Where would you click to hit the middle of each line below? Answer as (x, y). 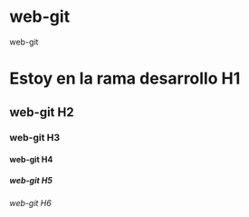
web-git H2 (42, 112)
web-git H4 (31, 160)
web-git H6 (30, 203)
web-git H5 (31, 180)
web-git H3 (35, 138)
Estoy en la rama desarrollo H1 (125, 79)
